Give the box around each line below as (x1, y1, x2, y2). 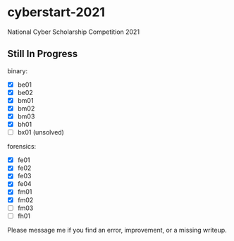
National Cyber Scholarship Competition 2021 (7, 27, 140, 36)
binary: (7, 66, 28, 75)
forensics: (7, 142, 37, 151)
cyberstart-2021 (7, 4, 106, 20)
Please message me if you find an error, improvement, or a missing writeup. (7, 225, 227, 234)
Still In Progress (7, 48, 78, 60)
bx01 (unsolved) (17, 128, 65, 137)
